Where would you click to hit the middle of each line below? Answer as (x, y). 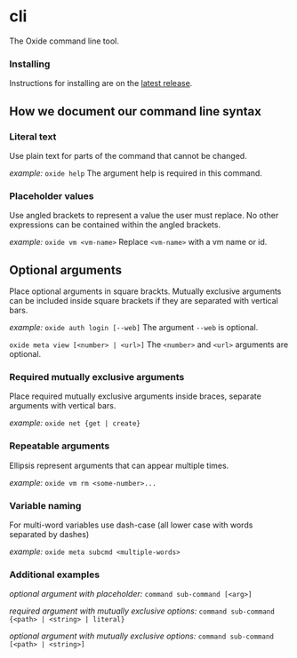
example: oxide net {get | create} (75, 423)
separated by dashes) (49, 534)
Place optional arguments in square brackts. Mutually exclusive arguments (145, 291)
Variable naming (45, 505)
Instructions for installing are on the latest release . (101, 83)
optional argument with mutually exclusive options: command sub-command (141, 636)
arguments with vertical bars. (63, 406)
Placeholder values (52, 195)
